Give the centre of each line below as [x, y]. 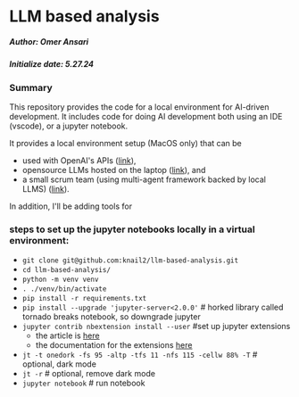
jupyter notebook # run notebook [83, 383]
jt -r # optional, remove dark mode [89, 374]
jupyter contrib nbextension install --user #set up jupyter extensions [156, 327]
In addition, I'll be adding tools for [71, 206]
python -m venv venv [60, 280]
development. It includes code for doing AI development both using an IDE [146, 116]
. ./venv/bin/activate [64, 289]
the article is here [67, 335]
